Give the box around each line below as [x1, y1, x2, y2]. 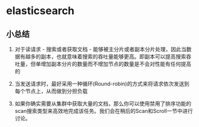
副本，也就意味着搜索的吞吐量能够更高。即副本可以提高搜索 [40, 53, 187, 60]
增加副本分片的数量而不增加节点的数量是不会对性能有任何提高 [40, 61, 191, 67]
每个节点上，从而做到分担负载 [14, 88, 88, 95]
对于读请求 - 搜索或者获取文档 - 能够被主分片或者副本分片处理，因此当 [14, 46, 187, 52]
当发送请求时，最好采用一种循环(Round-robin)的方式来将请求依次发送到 [14, 81, 190, 87]
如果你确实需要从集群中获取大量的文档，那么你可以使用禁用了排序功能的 [14, 100, 191, 107]
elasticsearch [6, 4, 75, 18]
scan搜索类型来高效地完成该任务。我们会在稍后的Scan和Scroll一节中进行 [14, 108, 193, 114]
